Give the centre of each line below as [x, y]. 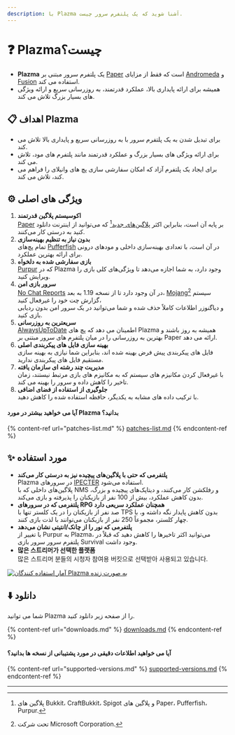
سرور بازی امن [37, 284]
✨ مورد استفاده [37, 458]
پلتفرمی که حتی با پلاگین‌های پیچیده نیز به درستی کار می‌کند [92, 474]
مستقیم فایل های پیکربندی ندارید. [60, 359]
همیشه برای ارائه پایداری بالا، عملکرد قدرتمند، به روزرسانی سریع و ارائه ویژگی [119, 89]
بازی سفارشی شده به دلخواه [54, 261]
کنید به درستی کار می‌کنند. [51, 231]
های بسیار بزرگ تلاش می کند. [56, 96]
